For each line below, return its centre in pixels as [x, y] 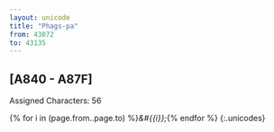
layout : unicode [40, 18]
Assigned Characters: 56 [55, 101]
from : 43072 [32, 34]
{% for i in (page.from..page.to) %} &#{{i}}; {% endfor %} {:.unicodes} [137, 119]
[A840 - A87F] [51, 79]
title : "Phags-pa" [44, 26]
